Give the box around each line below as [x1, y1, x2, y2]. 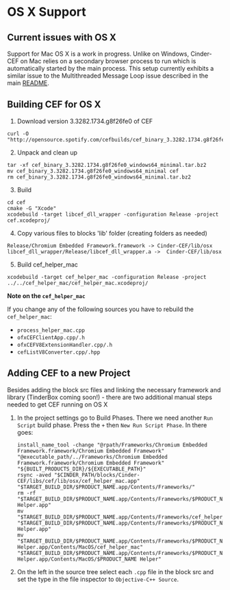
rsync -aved [16, 471, 51, 478]
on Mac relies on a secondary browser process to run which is [20, 57, 196, 65]
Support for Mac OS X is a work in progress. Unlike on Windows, [7, 49, 190, 58]
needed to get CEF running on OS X [7, 400, 108, 409]
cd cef [7, 198, 26, 206]
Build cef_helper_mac [16, 260, 79, 269]
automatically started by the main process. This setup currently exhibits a [7, 65, 214, 72]
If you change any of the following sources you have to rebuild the [7, 305, 194, 313]
